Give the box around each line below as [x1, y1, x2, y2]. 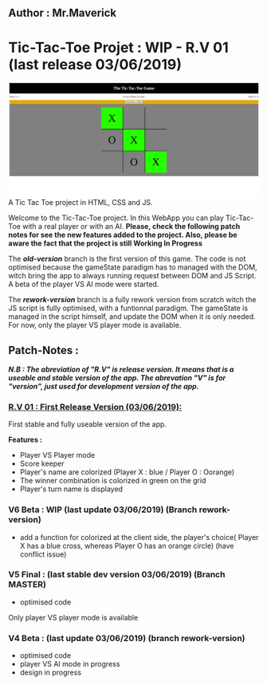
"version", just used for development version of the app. [8, 381, 199, 391]
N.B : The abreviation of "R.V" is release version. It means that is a [8, 364, 234, 374]
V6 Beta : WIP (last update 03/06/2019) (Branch [8, 504, 198, 515]
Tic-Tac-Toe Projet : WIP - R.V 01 [8, 38, 229, 57]
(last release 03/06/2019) [8, 55, 182, 73]
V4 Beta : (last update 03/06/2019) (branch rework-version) [8, 632, 245, 644]
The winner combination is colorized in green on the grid [19, 476, 206, 486]
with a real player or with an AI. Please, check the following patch [22, 222, 241, 231]
